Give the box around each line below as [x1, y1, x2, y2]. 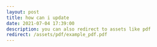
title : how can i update [6, 15, 69, 21]
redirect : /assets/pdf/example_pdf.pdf [6, 32, 108, 38]
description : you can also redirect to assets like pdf [6, 26, 151, 32]
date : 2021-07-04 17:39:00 [6, 20, 75, 26]
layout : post [6, 9, 40, 15]
